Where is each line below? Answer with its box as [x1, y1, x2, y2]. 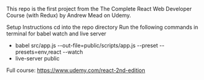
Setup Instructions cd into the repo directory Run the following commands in [6, 24, 199, 31]
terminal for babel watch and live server [6, 30, 107, 37]
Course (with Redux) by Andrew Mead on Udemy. [6, 12, 131, 19]
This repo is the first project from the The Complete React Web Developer [6, 5, 192, 12]
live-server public [15, 55, 60, 62]
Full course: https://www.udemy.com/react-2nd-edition [6, 67, 145, 74]
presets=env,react [15, 48, 62, 56]
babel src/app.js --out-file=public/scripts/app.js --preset [15, 42, 158, 49]
